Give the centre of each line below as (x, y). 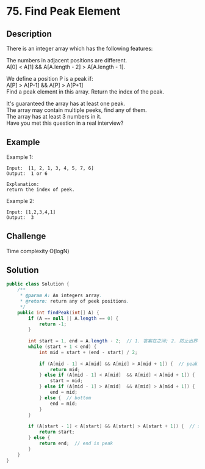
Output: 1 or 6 (27, 173)
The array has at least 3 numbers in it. (54, 116)
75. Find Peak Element (63, 11)
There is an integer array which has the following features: (80, 48)
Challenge (26, 236)
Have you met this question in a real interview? (65, 123)
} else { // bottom (65, 398)
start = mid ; (67, 381)
